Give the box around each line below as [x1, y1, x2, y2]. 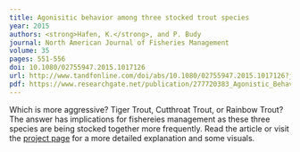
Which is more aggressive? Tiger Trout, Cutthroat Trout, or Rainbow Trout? [9, 104, 284, 114]
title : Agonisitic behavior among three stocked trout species [9, 13, 250, 22]
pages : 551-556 [9, 55, 66, 63]
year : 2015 [9, 21, 50, 30]
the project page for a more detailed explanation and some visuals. [9, 132, 255, 143]
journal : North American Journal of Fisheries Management [9, 38, 229, 47]
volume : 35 [9, 46, 50, 55]
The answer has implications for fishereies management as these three [9, 114, 271, 124]
